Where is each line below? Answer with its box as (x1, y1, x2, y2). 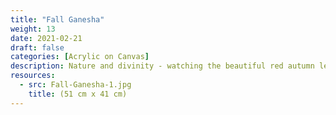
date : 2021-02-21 (10, 33, 83, 43)
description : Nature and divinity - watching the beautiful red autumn (10, 61, 315, 71)
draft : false (10, 42, 65, 53)
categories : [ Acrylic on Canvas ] (10, 52, 150, 62)
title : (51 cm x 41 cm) (28, 89, 128, 99)
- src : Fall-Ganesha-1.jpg (19, 80, 132, 90)
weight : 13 (10, 24, 56, 34)
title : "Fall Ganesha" (10, 14, 105, 25)
